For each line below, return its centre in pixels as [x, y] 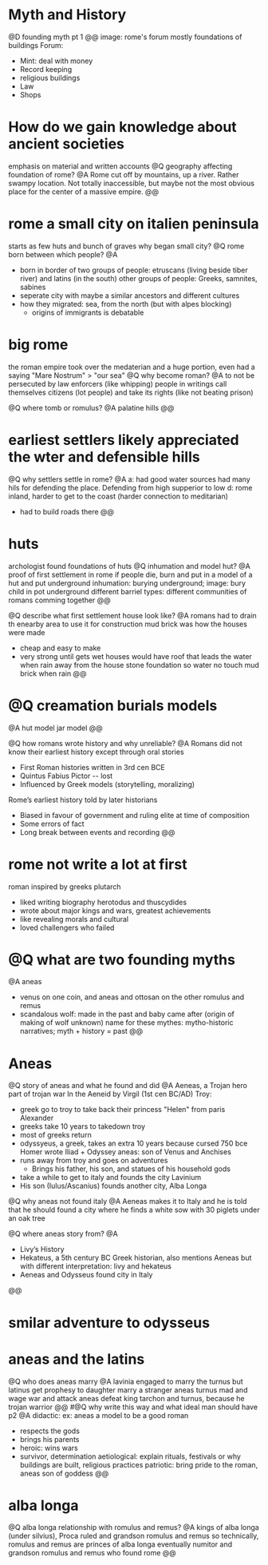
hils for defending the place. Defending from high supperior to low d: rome [130, 487]
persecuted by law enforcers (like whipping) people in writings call [118, 383]
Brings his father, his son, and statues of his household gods [131, 1169]
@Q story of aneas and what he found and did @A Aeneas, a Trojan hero [128, 1086]
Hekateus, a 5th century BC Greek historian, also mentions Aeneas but [136, 1258]
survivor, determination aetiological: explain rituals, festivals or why [130, 1456]
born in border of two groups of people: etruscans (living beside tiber [134, 270]
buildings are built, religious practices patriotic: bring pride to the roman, [139, 1464]
